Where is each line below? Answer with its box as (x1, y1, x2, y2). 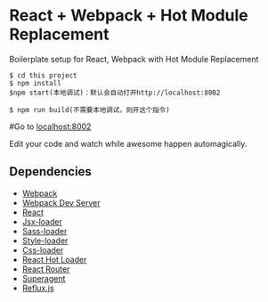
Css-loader (21, 244, 64, 255)
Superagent (21, 273, 66, 283)
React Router (21, 264, 70, 274)
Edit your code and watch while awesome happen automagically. (9, 138, 248, 149)
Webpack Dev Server (21, 197, 101, 208)
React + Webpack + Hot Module (9, 5, 248, 26)
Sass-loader (21, 225, 68, 236)
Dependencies (9, 164, 92, 179)
